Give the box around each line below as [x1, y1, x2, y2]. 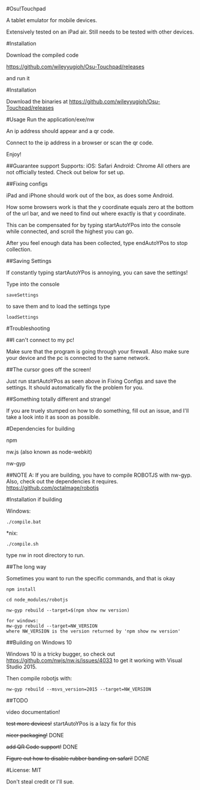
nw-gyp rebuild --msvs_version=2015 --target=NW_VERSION [6, 686, 151, 692]
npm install [6, 586, 36, 592]
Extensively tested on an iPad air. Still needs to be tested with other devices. [6, 28, 195, 35]
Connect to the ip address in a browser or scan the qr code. [6, 139, 154, 146]
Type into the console [6, 281, 60, 287]
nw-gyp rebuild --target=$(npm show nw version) [6, 607, 130, 613]
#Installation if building [6, 496, 62, 503]
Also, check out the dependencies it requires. [6, 478, 119, 485]
